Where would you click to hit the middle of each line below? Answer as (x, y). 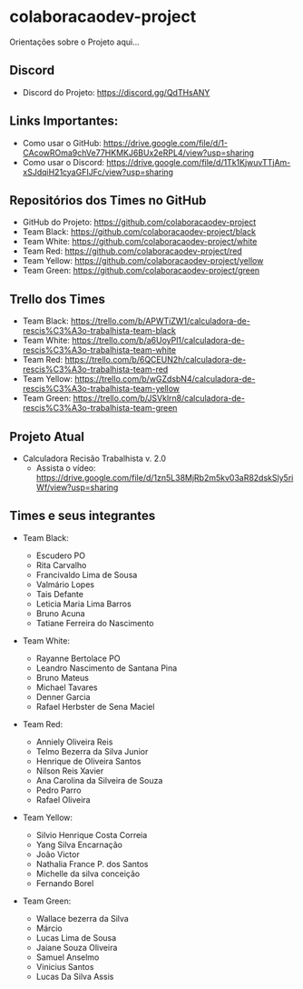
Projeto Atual (47, 437)
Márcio (49, 928)
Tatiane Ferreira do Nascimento (95, 623)
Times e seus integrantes (83, 516)
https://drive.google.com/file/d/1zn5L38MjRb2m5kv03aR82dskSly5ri (165, 478)
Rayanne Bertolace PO (78, 658)
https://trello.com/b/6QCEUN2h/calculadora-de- (156, 360)
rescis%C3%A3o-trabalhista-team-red (95, 369)
